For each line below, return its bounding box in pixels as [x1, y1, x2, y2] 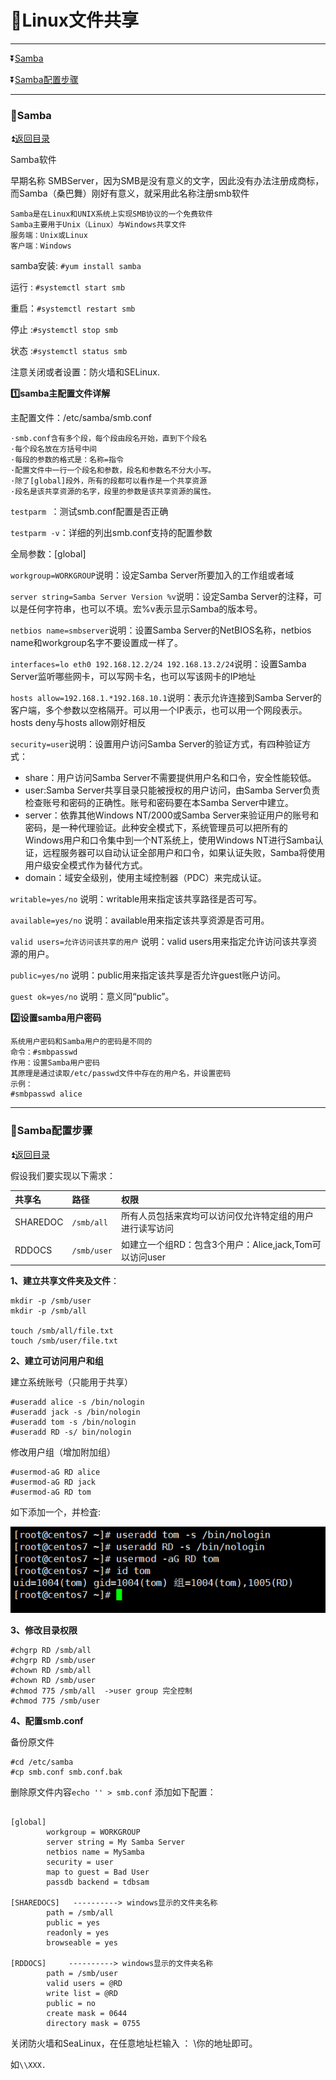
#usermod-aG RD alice [10, 1467, 101, 1478]
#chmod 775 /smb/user [10, 1696, 101, 1706]
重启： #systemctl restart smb [10, 302, 136, 315]
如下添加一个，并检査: [10, 1506, 102, 1518]
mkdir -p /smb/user [10, 1296, 92, 1306]
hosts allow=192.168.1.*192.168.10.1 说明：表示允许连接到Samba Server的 [10, 692, 322, 704]
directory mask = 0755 [46, 2019, 141, 2029]
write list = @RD [46, 1989, 118, 1999]
